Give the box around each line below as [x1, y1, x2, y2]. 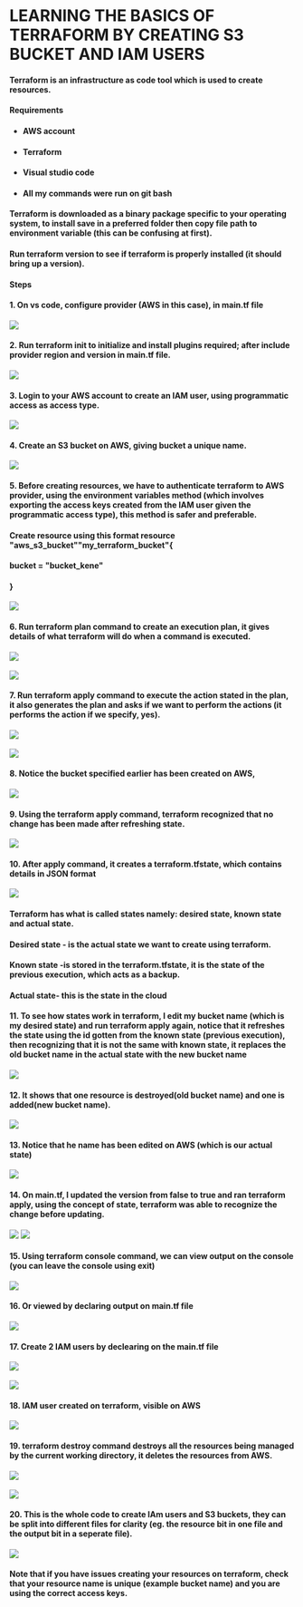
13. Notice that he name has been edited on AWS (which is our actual [9, 1139, 273, 1150]
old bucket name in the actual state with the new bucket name [9, 1049, 247, 1060]
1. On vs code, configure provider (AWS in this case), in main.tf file [9, 300, 264, 311]
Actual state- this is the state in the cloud [9, 990, 167, 1001]
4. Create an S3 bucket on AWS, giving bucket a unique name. [9, 440, 247, 450]
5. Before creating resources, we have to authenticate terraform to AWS [9, 479, 285, 490]
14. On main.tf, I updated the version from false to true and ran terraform [9, 1189, 286, 1200]
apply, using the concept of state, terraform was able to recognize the [9, 1198, 278, 1210]
